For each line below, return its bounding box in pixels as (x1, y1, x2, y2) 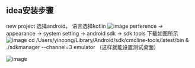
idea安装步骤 (6, 5, 54, 16)
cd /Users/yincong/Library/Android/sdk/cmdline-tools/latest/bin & (28, 36, 189, 43)
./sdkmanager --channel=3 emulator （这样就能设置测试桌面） (6, 43, 159, 50)
